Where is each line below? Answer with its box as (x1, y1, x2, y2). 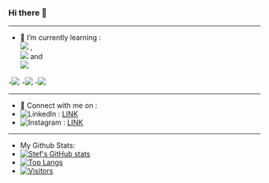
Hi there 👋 (8, 7, 48, 18)
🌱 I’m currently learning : (19, 33, 102, 42)
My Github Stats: (19, 141, 76, 150)
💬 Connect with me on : (19, 101, 98, 110)
